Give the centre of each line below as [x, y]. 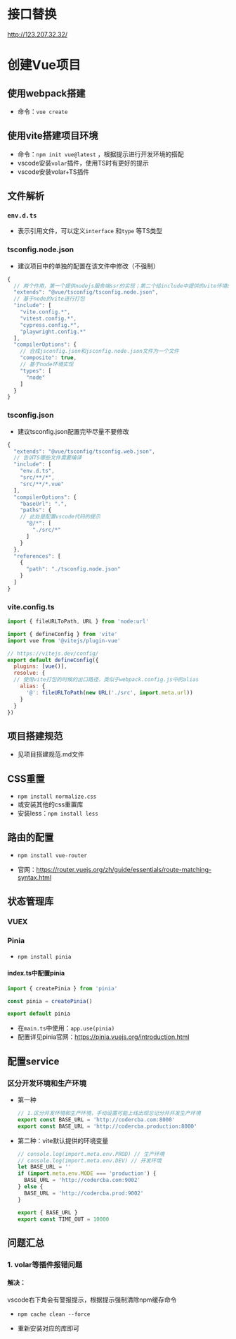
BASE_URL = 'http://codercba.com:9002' [83, 1181]
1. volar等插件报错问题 [45, 1264]
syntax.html [34, 877]
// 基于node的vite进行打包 [50, 299]
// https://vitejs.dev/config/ [53, 653]
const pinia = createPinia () [50, 1001]
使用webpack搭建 [46, 93]
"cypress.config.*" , [50, 325]
